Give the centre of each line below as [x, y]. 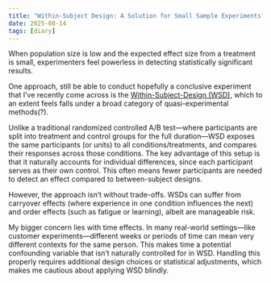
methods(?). [29, 112]
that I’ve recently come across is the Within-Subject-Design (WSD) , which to [135, 95]
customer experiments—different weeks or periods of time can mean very [131, 236]
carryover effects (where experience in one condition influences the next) [131, 203]
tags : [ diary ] [32, 31]
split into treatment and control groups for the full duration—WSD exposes [132, 136]
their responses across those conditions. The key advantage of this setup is [134, 153]
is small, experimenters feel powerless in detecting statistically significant [131, 62]
